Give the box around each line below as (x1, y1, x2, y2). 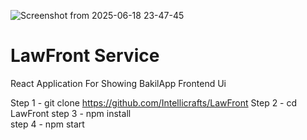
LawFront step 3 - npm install (10, 107, 132, 119)
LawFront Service (10, 45, 160, 67)
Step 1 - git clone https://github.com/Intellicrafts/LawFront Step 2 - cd (10, 96, 298, 109)
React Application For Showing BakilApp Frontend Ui (10, 77, 227, 89)
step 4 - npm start (10, 118, 85, 130)
